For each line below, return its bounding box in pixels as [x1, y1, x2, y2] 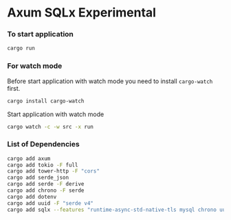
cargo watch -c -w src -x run [7, 123, 94, 130]
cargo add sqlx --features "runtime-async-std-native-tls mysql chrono [7, 206, 217, 213]
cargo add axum [7, 155, 51, 162]
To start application [7, 30, 74, 39]
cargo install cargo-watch [7, 98, 85, 104]
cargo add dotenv [7, 193, 57, 200]
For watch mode [7, 61, 63, 71]
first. [7, 84, 21, 92]
